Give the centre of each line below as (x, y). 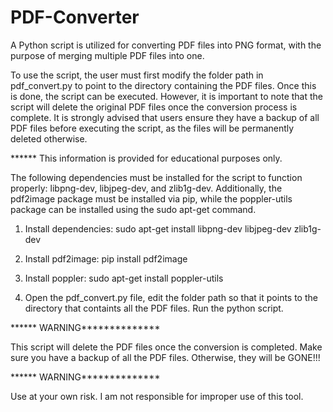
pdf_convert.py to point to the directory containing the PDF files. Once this (163, 85)
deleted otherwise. (49, 138)
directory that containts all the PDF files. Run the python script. (154, 308)
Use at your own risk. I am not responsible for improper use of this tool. (157, 396)
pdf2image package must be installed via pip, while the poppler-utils (151, 198)
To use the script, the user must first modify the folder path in (137, 75)
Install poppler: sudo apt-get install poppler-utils (124, 278)
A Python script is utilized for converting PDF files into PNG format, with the (166, 45)
